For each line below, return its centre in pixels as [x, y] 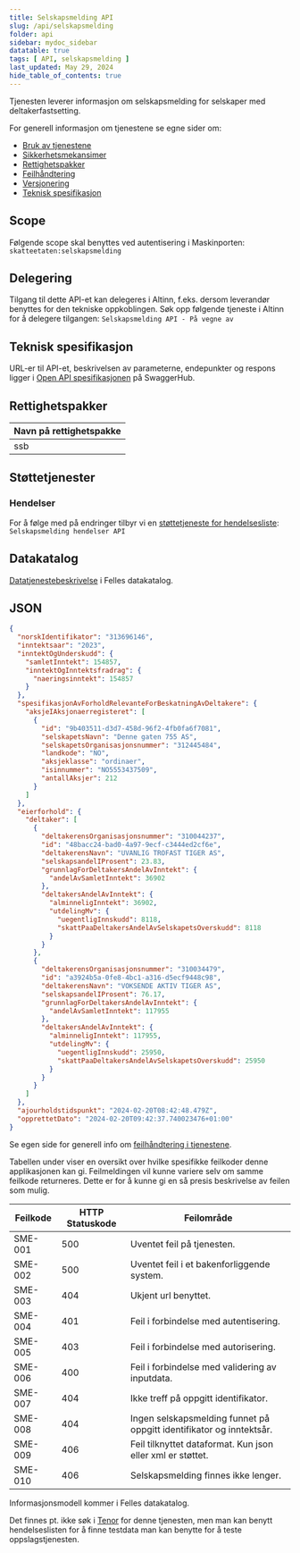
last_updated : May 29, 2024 [62, 68]
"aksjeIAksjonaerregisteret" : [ [85, 712]
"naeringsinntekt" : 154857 [83, 679]
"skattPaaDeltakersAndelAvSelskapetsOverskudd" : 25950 [161, 1061]
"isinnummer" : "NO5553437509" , [100, 770]
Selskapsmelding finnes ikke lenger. [206, 1475]
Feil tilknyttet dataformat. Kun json [202, 1444]
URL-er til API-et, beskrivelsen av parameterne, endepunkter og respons [142, 368]
